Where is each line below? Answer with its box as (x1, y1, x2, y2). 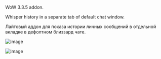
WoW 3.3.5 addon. (5, 4, 44, 10)
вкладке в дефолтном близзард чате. (5, 29, 86, 34)
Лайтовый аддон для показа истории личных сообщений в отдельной (5, 23, 156, 29)
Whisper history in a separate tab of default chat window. (5, 14, 125, 19)
